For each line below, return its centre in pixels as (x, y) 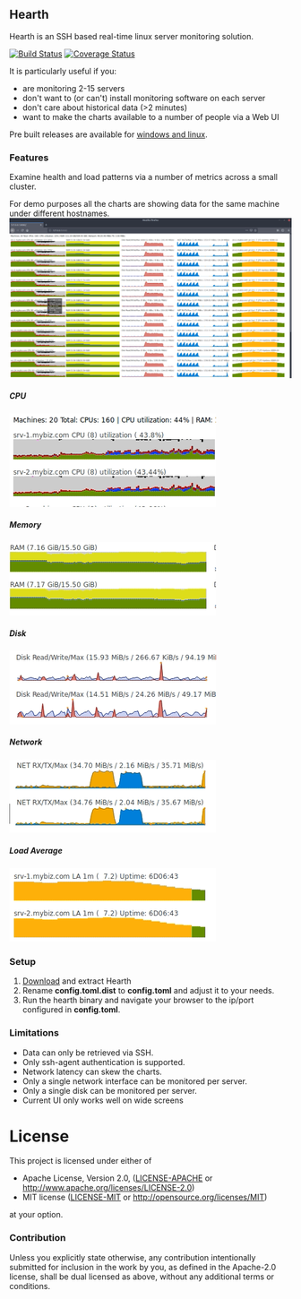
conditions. (30, 1286)
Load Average (36, 850)
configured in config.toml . (71, 1010)
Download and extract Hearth (77, 981)
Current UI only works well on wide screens (103, 1100)
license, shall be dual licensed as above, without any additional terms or (142, 1277)
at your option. (36, 1215)
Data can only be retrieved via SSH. (88, 1053)
